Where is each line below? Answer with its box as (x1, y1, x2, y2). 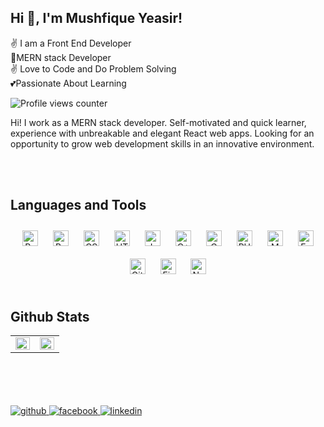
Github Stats (10, 309, 90, 326)
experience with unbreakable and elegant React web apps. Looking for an (10, 127, 315, 139)
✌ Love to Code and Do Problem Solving (10, 62, 177, 75)
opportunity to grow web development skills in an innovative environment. (10, 137, 315, 150)
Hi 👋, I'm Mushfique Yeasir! (10, 10, 183, 27)
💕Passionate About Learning (10, 77, 127, 89)
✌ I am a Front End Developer (10, 37, 132, 49)
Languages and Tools (10, 197, 147, 214)
